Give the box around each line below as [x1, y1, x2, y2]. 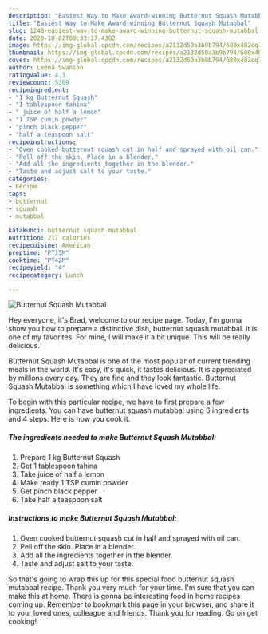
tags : [8, 189, 26, 198]
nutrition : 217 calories [8, 234, 91, 242]
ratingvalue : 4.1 [8, 71, 66, 79]
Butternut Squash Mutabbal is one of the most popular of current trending [8, 356, 251, 366]
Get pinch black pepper [19, 486, 98, 496]
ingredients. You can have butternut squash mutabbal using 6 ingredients [8, 406, 250, 415]
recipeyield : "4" [8, 264, 66, 271]
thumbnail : [8, 49, 45, 57]
